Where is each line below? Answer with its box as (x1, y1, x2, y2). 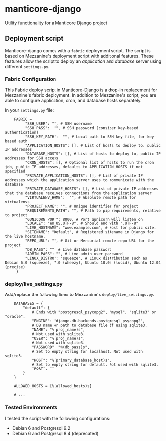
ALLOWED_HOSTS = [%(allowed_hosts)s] (14, 384, 92, 389)
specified (5, 169, 26, 174)
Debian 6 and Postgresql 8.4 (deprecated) (12, 430, 99, 436)
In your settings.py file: (5, 107, 54, 113)
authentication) (5, 130, 39, 135)
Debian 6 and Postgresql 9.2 (12, 425, 71, 431)
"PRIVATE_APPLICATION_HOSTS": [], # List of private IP (25, 173, 143, 178)
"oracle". (5, 314, 26, 319)
